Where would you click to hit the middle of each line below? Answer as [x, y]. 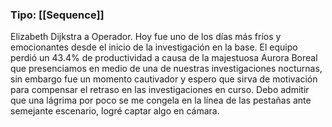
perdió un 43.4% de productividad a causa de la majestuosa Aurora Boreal [164, 58]
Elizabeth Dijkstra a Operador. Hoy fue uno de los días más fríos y [146, 37]
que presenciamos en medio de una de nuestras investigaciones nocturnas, [166, 69]
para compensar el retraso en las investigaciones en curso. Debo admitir [160, 90]
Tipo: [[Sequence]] [57, 15]
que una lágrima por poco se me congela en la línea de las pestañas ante [161, 100]
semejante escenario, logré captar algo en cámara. [115, 111]
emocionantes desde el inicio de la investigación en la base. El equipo [154, 47]
